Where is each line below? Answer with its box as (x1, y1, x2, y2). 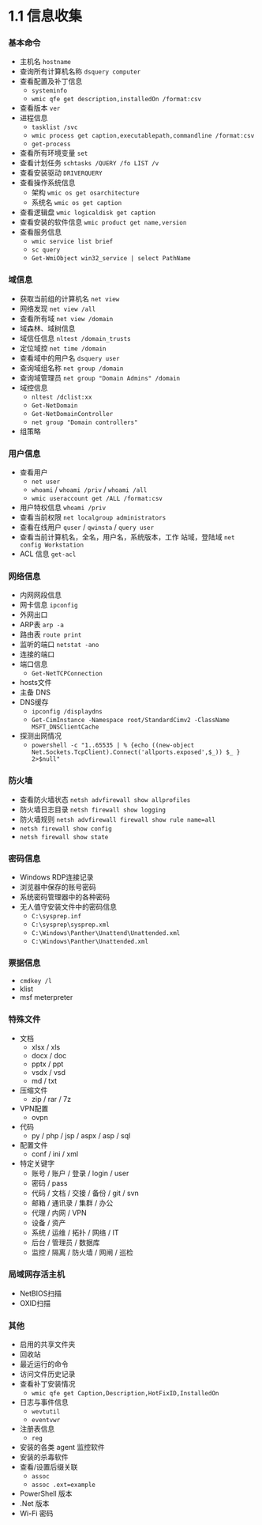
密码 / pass (31, 1178, 68, 1187)
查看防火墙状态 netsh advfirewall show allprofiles (19, 794, 191, 804)
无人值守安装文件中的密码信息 (19, 902, 117, 911)
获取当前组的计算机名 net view (19, 293, 120, 303)
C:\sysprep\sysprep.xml (31, 921, 110, 929)
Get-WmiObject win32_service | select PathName (31, 255, 191, 263)
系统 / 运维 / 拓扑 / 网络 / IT (31, 1228, 120, 1237)
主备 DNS (19, 687, 51, 697)
